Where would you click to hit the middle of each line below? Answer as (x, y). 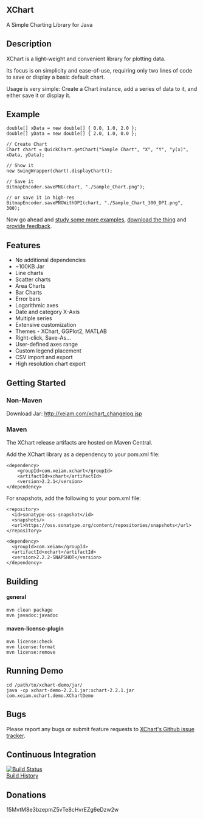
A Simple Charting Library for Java (50, 24)
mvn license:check (29, 642)
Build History (22, 776)
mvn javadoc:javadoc (33, 615)
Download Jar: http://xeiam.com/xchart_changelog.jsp (74, 413)
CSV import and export (44, 357)
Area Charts (30, 286)
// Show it (20, 166)
